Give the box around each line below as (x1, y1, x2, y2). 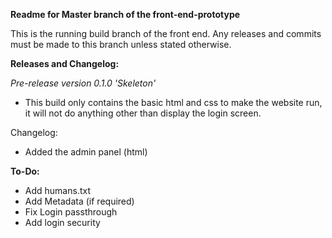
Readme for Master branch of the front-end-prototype (10, 9, 241, 20)
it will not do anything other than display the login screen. (24, 107, 262, 119)
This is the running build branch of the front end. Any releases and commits (10, 28, 322, 39)
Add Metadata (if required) (24, 195, 135, 207)
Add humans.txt (24, 185, 91, 196)
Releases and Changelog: (10, 58, 120, 69)
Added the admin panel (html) (24, 146, 148, 158)
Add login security (24, 217, 101, 228)
